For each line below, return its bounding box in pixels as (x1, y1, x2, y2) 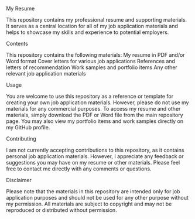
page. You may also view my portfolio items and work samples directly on (6, 118, 184, 125)
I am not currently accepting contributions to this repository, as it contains (6, 146, 184, 153)
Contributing (6, 135, 36, 142)
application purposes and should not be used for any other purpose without (6, 194, 189, 201)
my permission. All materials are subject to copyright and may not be (6, 200, 172, 207)
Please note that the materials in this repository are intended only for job (6, 188, 180, 195)
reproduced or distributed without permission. (6, 207, 117, 213)
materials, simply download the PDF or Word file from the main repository (6, 111, 183, 118)
